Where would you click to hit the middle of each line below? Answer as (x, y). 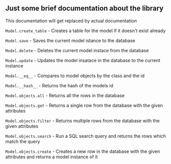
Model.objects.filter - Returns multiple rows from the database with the (82, 121)
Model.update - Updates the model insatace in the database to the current (83, 60)
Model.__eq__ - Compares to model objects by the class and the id (75, 76)
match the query (23, 141)
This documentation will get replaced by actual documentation (71, 20)
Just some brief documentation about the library (84, 8)
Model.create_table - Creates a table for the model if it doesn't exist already (85, 31)
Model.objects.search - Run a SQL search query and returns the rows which (86, 136)
